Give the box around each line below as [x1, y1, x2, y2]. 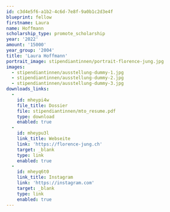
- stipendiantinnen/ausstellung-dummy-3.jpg [11, 81, 124, 87]
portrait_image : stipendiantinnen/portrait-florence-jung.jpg [6, 58, 164, 64]
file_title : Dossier [17, 102, 68, 109]
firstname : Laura [6, 20, 50, 26]
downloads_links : [6, 86, 50, 92]
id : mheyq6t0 [17, 169, 50, 175]
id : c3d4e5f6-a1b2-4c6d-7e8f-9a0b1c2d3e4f [6, 8, 113, 15]
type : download [17, 113, 55, 119]
